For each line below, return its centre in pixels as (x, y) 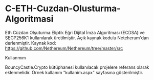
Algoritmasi (29, 19)
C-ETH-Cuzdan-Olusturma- (63, 9)
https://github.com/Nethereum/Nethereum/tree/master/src (64, 48)
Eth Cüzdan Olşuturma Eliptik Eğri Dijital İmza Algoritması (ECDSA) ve (75, 32)
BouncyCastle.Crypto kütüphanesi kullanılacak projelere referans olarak (77, 67)
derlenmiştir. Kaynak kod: (31, 43)
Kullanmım (16, 57)
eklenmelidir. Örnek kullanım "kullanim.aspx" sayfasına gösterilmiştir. (74, 72)
